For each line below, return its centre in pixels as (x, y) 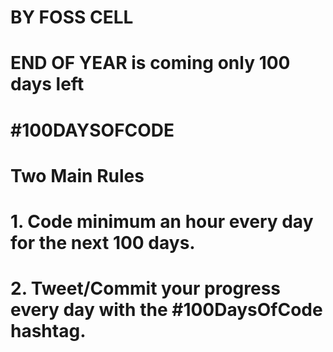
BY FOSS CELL (72, 17)
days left (47, 84)
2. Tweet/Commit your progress (146, 288)
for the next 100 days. (103, 242)
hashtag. (48, 331)
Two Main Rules (77, 175)
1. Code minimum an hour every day (162, 221)
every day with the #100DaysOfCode (166, 310)
